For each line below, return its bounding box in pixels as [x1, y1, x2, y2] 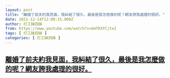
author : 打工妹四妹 [5, 21, 42, 27]
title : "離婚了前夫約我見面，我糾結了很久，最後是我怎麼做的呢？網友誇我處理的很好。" [5, 12, 165, 17]
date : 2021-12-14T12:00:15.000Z [5, 17, 73, 22]
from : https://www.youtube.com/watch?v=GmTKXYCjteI [5, 26, 116, 31]
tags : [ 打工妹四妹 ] [5, 31, 47, 36]
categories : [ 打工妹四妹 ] [5, 36, 61, 41]
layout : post [5, 7, 33, 13]
